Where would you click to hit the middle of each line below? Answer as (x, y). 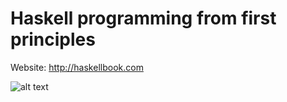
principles (53, 39)
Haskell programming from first (143, 18)
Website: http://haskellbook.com (77, 67)
